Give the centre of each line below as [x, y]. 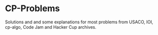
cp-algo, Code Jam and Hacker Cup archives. [51, 27]
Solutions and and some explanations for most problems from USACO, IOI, [79, 22]
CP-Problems [32, 9]
